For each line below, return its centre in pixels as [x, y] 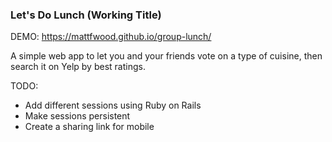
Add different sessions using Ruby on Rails [113, 105]
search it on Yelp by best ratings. [78, 67]
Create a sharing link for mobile [89, 127]
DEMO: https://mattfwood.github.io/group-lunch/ [111, 37]
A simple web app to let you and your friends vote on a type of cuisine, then [166, 56]
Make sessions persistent [77, 116]
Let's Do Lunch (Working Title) [86, 15]
